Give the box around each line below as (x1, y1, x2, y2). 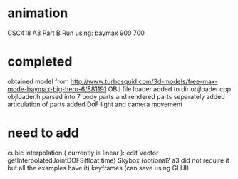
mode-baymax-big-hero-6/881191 (7, 84, 107, 93)
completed (7, 53, 73, 70)
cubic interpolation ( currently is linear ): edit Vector (7, 148, 159, 157)
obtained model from (7, 77, 69, 86)
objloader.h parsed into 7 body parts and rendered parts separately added (7, 92, 226, 101)
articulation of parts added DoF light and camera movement (7, 100, 183, 108)
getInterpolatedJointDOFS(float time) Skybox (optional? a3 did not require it (7, 155, 229, 165)
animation (7, 5, 68, 21)
